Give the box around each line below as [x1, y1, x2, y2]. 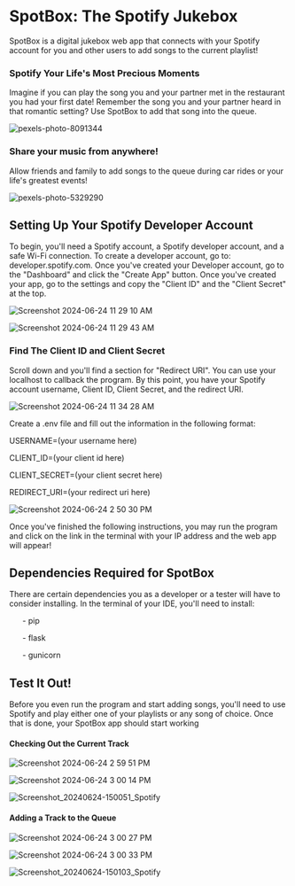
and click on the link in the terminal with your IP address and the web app [9, 530, 277, 541]
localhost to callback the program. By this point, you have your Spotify [9, 374, 266, 385]
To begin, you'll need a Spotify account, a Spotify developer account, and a [9, 241, 285, 252]
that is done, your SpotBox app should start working [9, 718, 199, 728]
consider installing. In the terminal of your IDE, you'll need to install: [9, 598, 255, 609]
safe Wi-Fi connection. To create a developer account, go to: [9, 251, 231, 261]
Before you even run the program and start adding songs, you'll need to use [9, 699, 286, 710]
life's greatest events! [9, 175, 89, 185]
